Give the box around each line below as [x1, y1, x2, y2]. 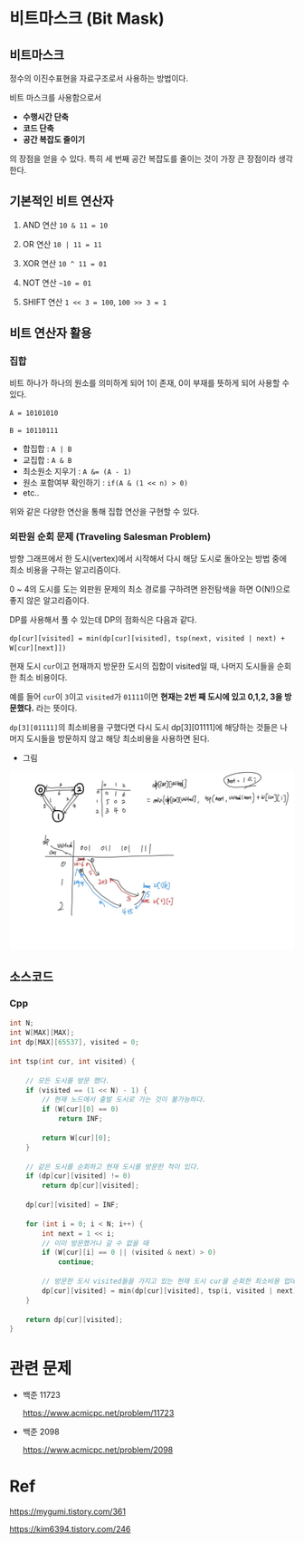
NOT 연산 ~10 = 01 [22, 277, 92, 288]
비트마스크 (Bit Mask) [9, 8, 165, 29]
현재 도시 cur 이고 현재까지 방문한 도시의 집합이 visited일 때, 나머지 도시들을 [9, 661, 275, 671]
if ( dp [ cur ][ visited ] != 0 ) [25, 1172, 131, 1181]
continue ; [57, 1258, 95, 1267]
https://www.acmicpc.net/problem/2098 [22, 1444, 174, 1455]
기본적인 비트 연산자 [9, 194, 114, 209]
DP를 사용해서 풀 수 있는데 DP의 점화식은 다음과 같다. [9, 613, 197, 625]
